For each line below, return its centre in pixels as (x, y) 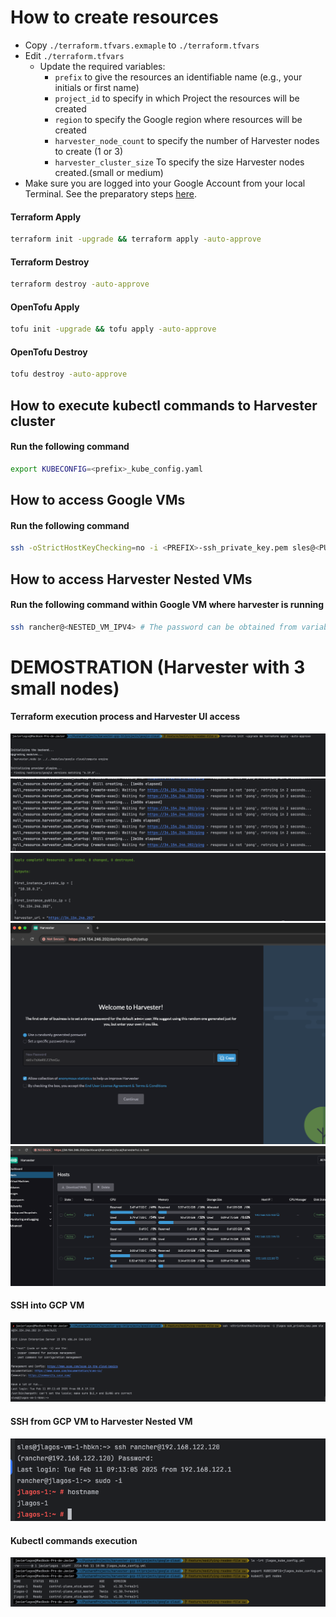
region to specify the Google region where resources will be (178, 119)
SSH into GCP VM (47, 1305)
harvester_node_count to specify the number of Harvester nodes (187, 140)
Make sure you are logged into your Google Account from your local (165, 183)
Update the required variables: (102, 66)
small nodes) (65, 688)
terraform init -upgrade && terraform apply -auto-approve (136, 239)
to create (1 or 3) (88, 151)
